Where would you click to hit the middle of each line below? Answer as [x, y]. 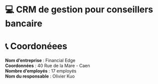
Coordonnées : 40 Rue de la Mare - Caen [48, 66]
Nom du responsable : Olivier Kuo [40, 76]
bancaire [24, 24]
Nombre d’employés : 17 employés [41, 71]
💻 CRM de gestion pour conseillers [79, 10]
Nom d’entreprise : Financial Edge [40, 61]
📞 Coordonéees [36, 46]
